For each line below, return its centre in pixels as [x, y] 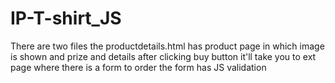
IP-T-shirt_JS [66, 18]
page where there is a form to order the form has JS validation [138, 67]
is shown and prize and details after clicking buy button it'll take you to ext [163, 56]
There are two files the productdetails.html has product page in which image [167, 46]
